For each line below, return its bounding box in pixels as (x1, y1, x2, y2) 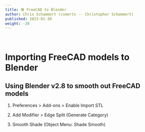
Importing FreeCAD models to (5, 52, 130, 63)
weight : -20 (5, 21, 30, 26)
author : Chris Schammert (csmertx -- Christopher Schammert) (5, 12, 134, 17)
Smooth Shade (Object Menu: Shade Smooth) (12, 122, 105, 128)
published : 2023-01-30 (5, 16, 52, 21)
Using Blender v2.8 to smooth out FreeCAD (5, 82, 141, 90)
